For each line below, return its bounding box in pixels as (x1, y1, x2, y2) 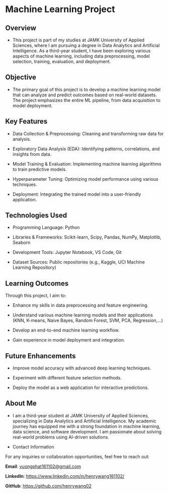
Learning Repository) (12, 264, 56, 270)
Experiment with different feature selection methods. (12, 375, 122, 381)
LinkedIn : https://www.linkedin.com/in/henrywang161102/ (5, 473, 125, 479)
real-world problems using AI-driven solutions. (12, 434, 110, 440)
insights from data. (12, 151, 52, 157)
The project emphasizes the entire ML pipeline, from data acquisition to (12, 97, 161, 103)
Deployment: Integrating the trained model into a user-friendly (12, 191, 141, 197)
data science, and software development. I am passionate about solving (12, 428, 162, 434)
